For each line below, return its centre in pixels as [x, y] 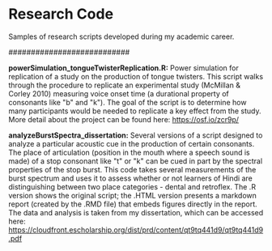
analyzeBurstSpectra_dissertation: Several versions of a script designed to [136, 135]
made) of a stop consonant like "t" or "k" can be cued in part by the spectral [136, 161]
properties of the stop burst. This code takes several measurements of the [132, 169]
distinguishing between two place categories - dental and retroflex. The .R [132, 186]
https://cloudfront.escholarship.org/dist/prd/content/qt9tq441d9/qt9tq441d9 [136, 230]
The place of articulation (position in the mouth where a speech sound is [129, 152]
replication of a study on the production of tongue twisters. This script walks [136, 76]
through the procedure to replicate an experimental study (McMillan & [125, 85]
